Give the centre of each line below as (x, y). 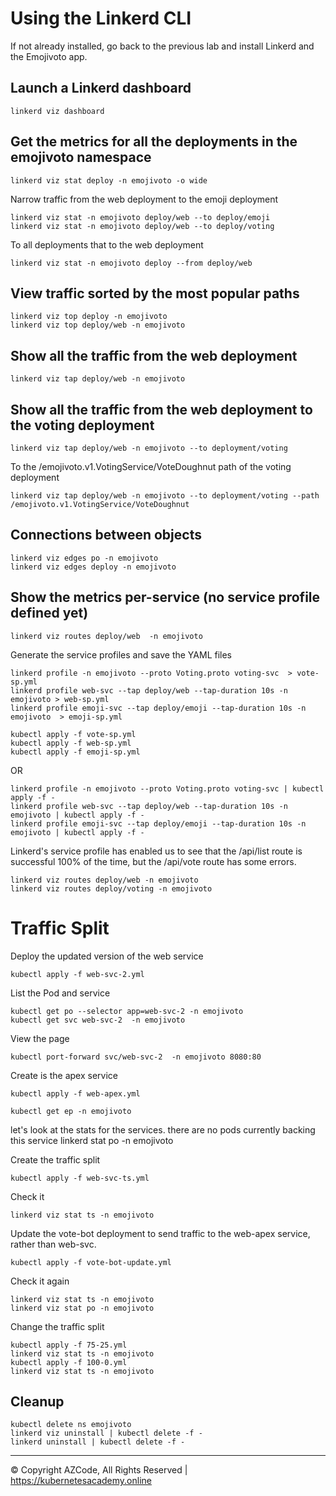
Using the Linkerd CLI (101, 18)
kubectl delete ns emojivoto (71, 1425)
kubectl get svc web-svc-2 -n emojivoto (98, 1020)
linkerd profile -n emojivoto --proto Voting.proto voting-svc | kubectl (167, 788)
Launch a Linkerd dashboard (101, 88)
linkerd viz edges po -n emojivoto (84, 558)
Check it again (40, 1281)
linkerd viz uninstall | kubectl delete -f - (106, 1433)
